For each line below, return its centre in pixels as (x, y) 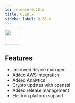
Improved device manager (38, 70)
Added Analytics (28, 80)
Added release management (40, 90)
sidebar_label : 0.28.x (28, 19)
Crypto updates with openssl (41, 85)
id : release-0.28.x (25, 10)
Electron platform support (38, 96)
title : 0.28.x (19, 14)
